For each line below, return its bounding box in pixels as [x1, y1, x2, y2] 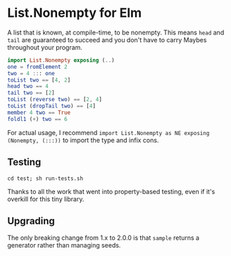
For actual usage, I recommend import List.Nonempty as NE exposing [7, 128, 210, 136]
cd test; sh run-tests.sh [7, 174, 83, 182]
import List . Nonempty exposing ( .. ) [7, 56, 115, 64]
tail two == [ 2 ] [7, 89, 55, 96]
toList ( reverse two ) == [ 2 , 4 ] [7, 96, 102, 103]
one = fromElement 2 [7, 63, 68, 70]
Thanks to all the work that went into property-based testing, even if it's [7, 187, 216, 196]
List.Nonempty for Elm [7, 5, 142, 21]
